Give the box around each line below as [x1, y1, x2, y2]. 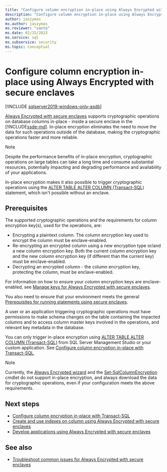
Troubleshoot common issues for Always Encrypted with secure [12, 457, 144, 462]
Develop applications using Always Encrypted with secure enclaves [12, 429, 151, 435]
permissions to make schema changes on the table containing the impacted [5, 314, 161, 320]
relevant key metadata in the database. [5, 325, 85, 331]
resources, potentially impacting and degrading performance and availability [5, 164, 162, 170]
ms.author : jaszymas [5, 21, 48, 26]
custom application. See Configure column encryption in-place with [5, 345, 144, 351]
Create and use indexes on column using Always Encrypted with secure [12, 418, 160, 424]
